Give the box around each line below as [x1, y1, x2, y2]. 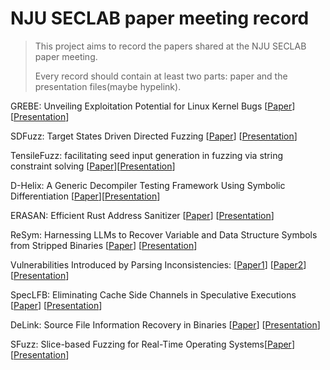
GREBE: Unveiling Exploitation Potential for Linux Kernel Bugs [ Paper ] [10, 100, 296, 112]
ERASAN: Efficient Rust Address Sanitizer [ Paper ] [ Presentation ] [10, 209, 275, 221]
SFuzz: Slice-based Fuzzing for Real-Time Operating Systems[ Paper [10, 338, 292, 350]
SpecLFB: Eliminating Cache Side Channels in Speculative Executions [10, 288, 297, 301]
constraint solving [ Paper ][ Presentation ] [10, 160, 176, 172]
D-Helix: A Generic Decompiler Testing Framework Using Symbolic [10, 179, 286, 191]
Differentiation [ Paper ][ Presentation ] [10, 190, 161, 202]
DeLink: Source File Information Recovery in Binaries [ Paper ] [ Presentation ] [10, 318, 321, 331]
